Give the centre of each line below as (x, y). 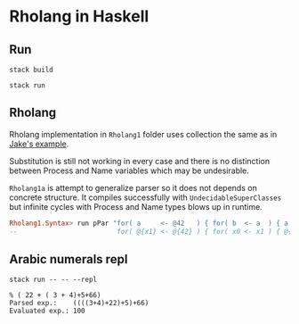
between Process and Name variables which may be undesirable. (129, 170)
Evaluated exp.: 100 (48, 311)
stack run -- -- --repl (53, 280)
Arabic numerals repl (69, 259)
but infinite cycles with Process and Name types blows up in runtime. (136, 206)
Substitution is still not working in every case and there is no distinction (139, 161)
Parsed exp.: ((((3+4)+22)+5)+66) (79, 303)
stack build (31, 70)
